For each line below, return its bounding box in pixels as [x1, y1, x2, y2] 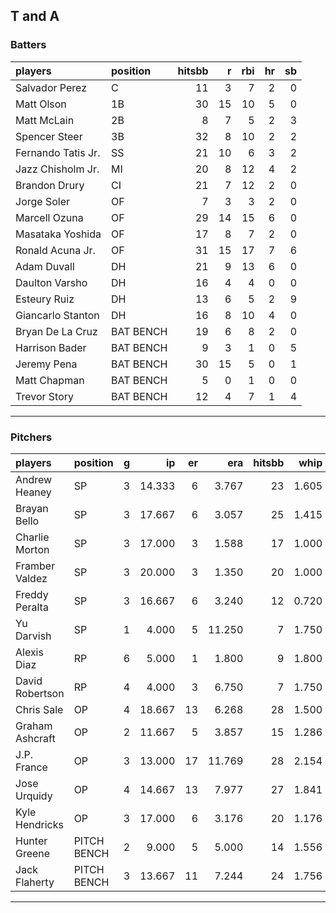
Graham [15, 719, 53, 733]
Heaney [15, 485, 52, 499]
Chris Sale [15, 702, 64, 716]
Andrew [15, 472, 53, 486]
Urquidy [15, 789, 53, 803]
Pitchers [10, 430, 53, 444]
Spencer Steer [15, 129, 83, 143]
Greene [15, 846, 51, 860]
